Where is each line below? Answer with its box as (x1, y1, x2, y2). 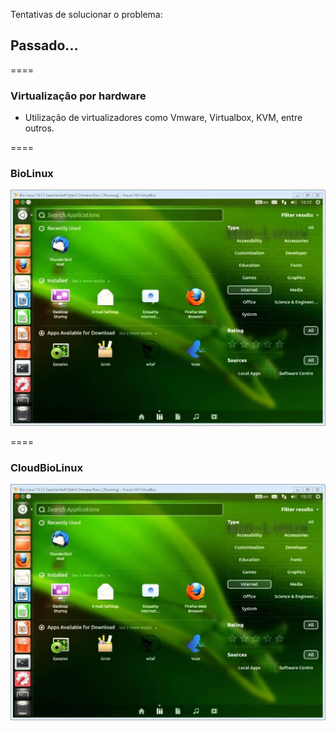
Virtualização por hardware (10, 89, 147, 103)
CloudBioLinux (10, 460, 83, 474)
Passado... (10, 37, 79, 54)
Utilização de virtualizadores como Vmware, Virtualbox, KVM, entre (24, 112, 303, 124)
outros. (24, 122, 55, 134)
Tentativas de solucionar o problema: (10, 9, 163, 20)
